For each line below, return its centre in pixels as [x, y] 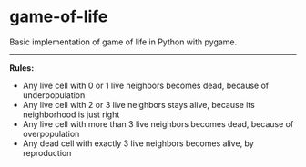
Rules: [22, 68]
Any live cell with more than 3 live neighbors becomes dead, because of [158, 123]
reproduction [47, 152]
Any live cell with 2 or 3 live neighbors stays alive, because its [138, 104]
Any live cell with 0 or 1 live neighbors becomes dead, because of [146, 85]
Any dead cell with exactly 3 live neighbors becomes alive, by [138, 143]
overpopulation [51, 133]
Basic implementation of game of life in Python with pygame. [123, 42]
